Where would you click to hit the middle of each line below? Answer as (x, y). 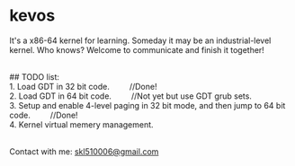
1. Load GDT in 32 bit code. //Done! (83, 86)
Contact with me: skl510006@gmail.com (84, 151)
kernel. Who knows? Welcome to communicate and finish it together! (137, 49)
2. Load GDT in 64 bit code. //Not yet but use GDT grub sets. (130, 96)
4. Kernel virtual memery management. (82, 124)
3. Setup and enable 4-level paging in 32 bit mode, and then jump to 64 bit (147, 105)
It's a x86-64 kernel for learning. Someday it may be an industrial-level (140, 40)
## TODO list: (35, 76)
